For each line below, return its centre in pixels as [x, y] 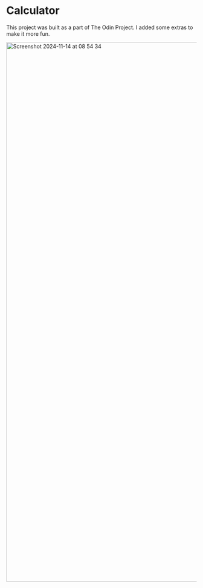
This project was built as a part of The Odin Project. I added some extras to [100, 27]
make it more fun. [28, 33]
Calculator [33, 11]
